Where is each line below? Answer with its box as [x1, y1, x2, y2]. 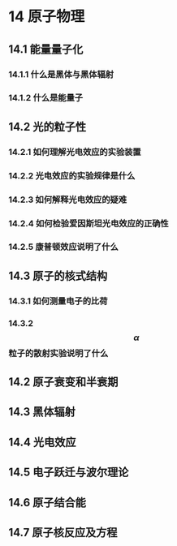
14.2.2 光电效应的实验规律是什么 [8, 170, 136, 181]
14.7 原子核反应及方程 [8, 526, 118, 540]
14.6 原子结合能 [8, 496, 87, 509]
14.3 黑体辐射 [8, 405, 76, 419]
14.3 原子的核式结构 [8, 269, 108, 282]
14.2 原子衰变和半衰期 [8, 375, 119, 389]
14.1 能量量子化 [8, 42, 84, 56]
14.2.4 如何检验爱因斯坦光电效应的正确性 [8, 217, 169, 229]
